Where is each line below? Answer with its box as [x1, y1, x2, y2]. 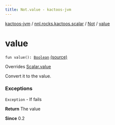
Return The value [5, 106, 41, 112]
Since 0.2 [5, 115, 25, 121]
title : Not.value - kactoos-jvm [5, 7, 71, 12]
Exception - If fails [5, 96, 42, 102]
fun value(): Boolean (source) [5, 54, 68, 60]
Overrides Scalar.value [5, 63, 51, 69]
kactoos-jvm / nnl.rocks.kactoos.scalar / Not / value [5, 21, 110, 26]
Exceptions [5, 85, 33, 92]
